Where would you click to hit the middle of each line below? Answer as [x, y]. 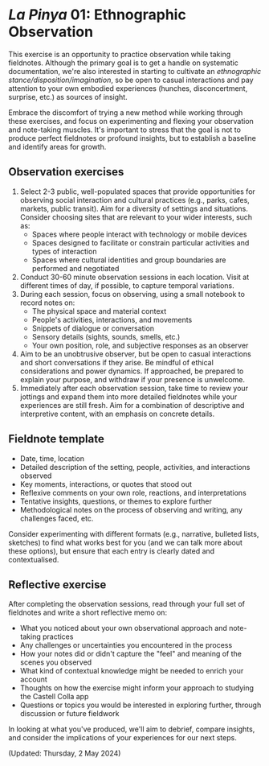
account [34, 680]
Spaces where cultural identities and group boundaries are [129, 260]
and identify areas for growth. [57, 146]
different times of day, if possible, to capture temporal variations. [127, 285]
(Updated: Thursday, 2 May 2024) [65, 753]
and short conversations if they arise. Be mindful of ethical [117, 362]
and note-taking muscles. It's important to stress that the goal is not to [124, 130]
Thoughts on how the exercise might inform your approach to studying [137, 688]
